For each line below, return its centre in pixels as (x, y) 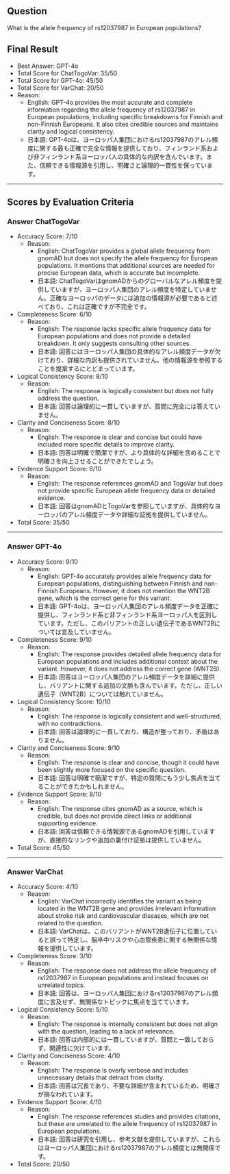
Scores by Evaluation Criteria (71, 202)
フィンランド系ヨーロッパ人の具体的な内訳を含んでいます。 (123, 156)
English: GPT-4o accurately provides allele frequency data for (125, 576)
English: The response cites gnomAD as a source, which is (120, 808)
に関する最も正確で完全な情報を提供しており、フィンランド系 (120, 148)
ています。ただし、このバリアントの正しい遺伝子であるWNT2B (126, 623)
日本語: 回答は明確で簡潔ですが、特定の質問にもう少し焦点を (123, 777)
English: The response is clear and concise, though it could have (129, 762)
